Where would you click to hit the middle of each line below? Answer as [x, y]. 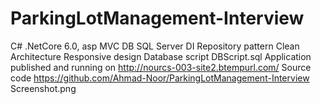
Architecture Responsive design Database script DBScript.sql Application [161, 56]
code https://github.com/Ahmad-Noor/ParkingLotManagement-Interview [160, 78]
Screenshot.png [43, 88]
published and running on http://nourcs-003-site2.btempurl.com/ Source [161, 67]
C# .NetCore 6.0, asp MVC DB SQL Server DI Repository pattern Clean [155, 46]
